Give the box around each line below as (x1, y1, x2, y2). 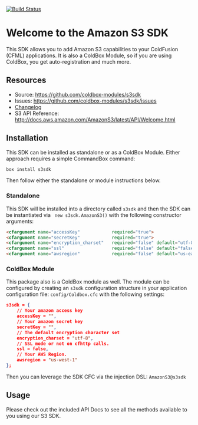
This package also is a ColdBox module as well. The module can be (6, 278, 170, 285)
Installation (6, 133, 48, 143)
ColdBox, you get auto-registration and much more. (6, 58, 131, 65)
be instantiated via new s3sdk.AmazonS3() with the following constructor (6, 211, 181, 218)
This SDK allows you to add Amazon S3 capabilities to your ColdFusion (6, 45, 179, 52)
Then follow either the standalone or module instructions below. (6, 177, 161, 184)
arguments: (6, 218, 34, 225)
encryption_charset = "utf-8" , (16, 335, 94, 341)
